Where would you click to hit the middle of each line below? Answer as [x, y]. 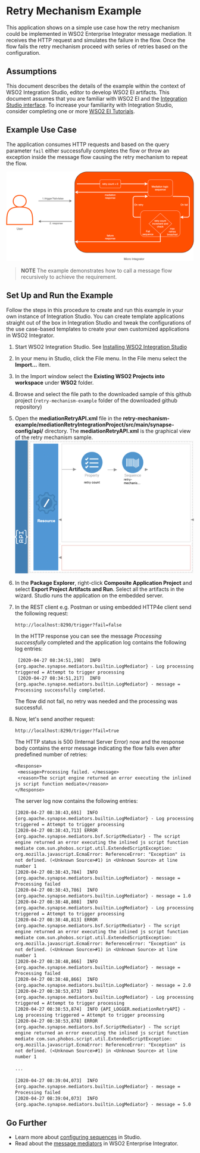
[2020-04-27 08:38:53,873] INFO [56, 992]
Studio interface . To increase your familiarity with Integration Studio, [90, 105]
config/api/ [29, 431]
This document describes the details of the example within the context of [96, 86]
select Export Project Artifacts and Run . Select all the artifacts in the [99, 589]
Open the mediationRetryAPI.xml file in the [68, 418]
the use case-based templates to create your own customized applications [98, 329]
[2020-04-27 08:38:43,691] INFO [56, 813]
